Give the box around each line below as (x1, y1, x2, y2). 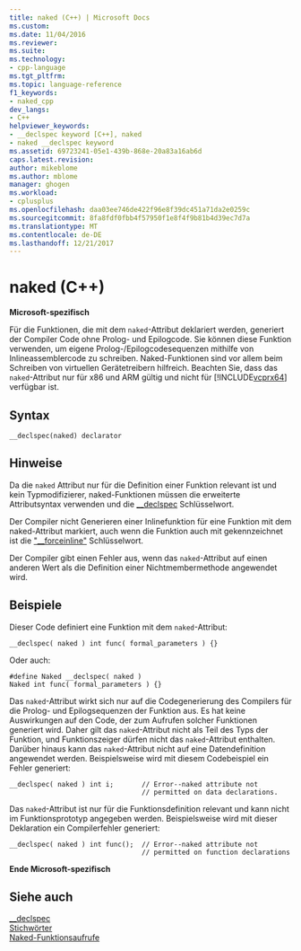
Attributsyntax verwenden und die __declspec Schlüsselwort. (9, 498, 235, 509)
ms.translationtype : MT (9, 222, 99, 231)
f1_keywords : (9, 88, 58, 97)
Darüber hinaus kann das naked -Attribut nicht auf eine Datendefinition (9, 743, 266, 754)
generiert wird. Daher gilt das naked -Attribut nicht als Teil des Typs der (9, 724, 269, 735)
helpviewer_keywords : (9, 122, 90, 131)
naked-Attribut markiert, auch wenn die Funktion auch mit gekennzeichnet (9, 525, 284, 536)
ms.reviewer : (9, 38, 58, 48)
